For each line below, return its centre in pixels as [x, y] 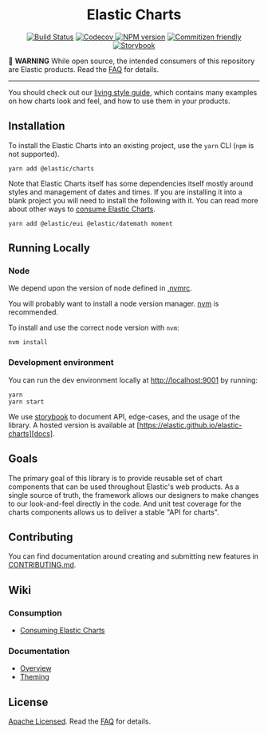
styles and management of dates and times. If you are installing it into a [126, 192]
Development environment [61, 363]
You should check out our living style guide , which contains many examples [133, 92]
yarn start [26, 402]
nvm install [28, 343]
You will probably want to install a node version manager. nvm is [114, 304]
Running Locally [49, 249]
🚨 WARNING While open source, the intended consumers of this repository [132, 61]
